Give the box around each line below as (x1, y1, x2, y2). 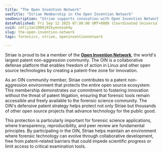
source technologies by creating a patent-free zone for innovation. (5, 67, 138, 73)
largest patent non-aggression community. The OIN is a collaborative (5, 57, 143, 63)
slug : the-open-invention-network (5, 30, 75, 35)
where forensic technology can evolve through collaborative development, (5, 133, 154, 139)
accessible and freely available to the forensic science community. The (5, 97, 147, 103)
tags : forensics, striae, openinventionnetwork (5, 35, 103, 39)
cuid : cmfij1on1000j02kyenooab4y (5, 25, 73, 30)
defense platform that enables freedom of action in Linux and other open (5, 62, 150, 68)
